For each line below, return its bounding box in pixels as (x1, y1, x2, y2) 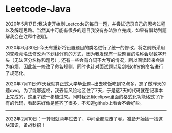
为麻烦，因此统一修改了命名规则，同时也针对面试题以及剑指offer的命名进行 (5, 63, 164, 70)
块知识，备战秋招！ (5, 122, 46, 128)
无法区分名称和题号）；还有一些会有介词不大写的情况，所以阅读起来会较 (14, 57, 165, 63)
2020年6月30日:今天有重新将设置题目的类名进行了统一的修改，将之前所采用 (5, 44, 165, 50)
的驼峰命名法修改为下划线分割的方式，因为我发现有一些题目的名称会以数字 (5, 51, 162, 57)
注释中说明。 (23, 33, 50, 39)
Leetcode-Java (5, 3, 71, 15)
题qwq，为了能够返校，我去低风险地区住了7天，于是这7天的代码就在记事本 (5, 87, 163, 93)
